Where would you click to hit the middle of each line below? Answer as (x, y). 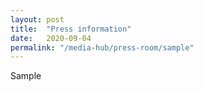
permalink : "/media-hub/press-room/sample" (102, 47)
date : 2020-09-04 (51, 38)
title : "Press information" (71, 29)
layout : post (37, 19)
